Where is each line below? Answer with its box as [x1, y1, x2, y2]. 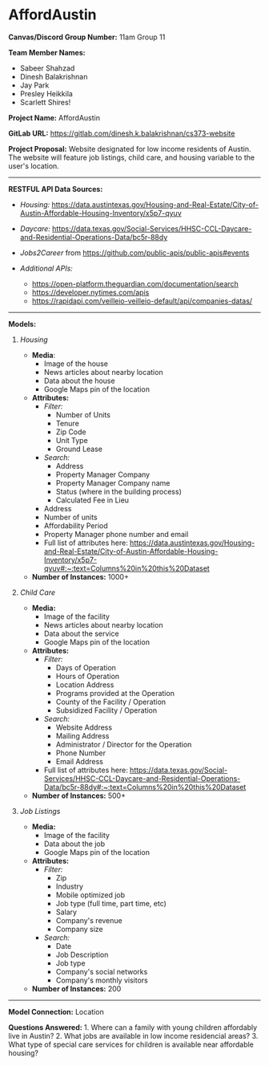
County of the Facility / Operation [55, 697, 167, 706]
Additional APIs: [19, 263, 74, 273]
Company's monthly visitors [55, 975, 148, 985]
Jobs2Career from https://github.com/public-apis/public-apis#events [19, 247, 250, 258]
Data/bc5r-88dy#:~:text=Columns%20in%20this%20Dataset [43, 782, 247, 791]
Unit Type [55, 435, 88, 445]
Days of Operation [55, 662, 116, 672]
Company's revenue [55, 915, 122, 925]
